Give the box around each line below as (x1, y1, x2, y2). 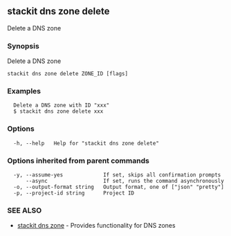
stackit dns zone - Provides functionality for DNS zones (17, 221, 176, 230)
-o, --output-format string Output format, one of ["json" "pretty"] (13, 183, 225, 190)
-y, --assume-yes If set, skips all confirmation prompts (13, 172, 221, 179)
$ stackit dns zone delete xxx (13, 108, 104, 115)
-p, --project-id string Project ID (13, 190, 135, 197)
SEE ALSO (7, 206, 42, 215)
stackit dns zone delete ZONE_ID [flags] (7, 71, 129, 78)
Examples (7, 87, 41, 96)
